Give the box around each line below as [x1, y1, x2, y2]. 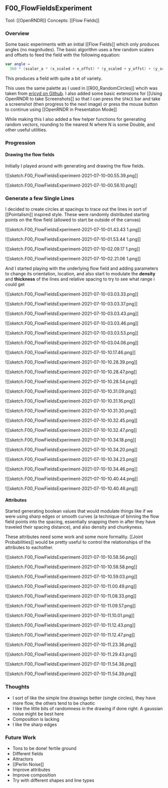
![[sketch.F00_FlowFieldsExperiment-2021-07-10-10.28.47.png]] [5, 369, 137, 375]
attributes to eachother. [5, 544, 53, 551]
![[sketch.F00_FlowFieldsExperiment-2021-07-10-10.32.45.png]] [5, 417, 137, 423]
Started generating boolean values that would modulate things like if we [5, 508, 153, 514]
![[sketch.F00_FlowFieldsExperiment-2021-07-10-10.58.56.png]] [5, 554, 137, 560]
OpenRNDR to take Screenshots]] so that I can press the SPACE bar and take [5, 95, 161, 102]
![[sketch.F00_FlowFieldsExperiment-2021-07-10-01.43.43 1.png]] [5, 227, 141, 233]
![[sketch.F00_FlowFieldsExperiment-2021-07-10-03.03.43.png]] [5, 310, 139, 317]
